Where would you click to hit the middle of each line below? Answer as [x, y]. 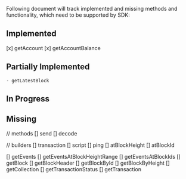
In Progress [28, 99]
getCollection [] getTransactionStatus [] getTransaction [74, 169]
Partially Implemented [48, 67]
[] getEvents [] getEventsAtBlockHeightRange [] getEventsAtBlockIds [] [93, 156]
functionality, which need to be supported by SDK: [68, 15]
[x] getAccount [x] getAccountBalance [54, 48]
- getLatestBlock [28, 81]
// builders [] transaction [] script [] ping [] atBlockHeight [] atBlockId [90, 145]
